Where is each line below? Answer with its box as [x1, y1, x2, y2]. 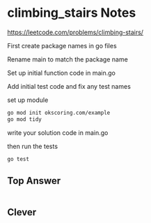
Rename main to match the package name [7, 55, 129, 64]
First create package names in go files [7, 41, 117, 50]
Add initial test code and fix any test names [7, 82, 131, 90]
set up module [7, 96, 49, 104]
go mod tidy [7, 115, 42, 123]
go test [7, 155, 30, 162]
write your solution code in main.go [7, 128, 109, 137]
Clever [7, 206, 37, 218]
